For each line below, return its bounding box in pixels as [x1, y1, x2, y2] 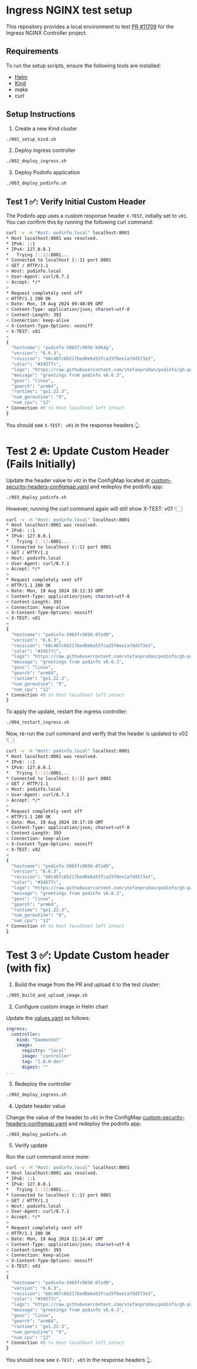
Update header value [14, 1102, 66, 1109]
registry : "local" [21, 1048, 67, 1054]
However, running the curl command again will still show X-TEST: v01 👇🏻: [6, 505, 184, 512]
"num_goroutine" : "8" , [11, 912, 67, 919]
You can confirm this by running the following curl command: [6, 218, 154, 226]
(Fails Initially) [6, 457, 76, 470]
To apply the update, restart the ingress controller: [6, 708, 128, 715]
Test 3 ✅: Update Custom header [6, 949, 170, 962]
